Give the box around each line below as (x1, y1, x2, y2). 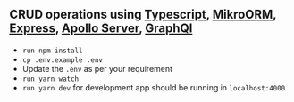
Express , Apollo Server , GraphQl (9, 21, 193, 36)
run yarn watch (21, 75, 80, 83)
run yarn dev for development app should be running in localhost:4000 (21, 82, 286, 92)
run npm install (21, 46, 83, 55)
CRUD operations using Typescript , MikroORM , (9, 7, 277, 22)
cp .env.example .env (21, 55, 103, 65)
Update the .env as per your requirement (21, 63, 172, 74)
